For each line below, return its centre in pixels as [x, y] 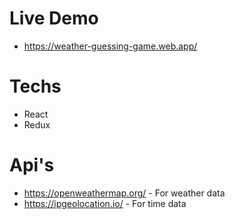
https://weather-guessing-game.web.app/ [110, 46]
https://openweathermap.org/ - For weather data [124, 193]
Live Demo [54, 18]
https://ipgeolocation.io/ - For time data [105, 203]
